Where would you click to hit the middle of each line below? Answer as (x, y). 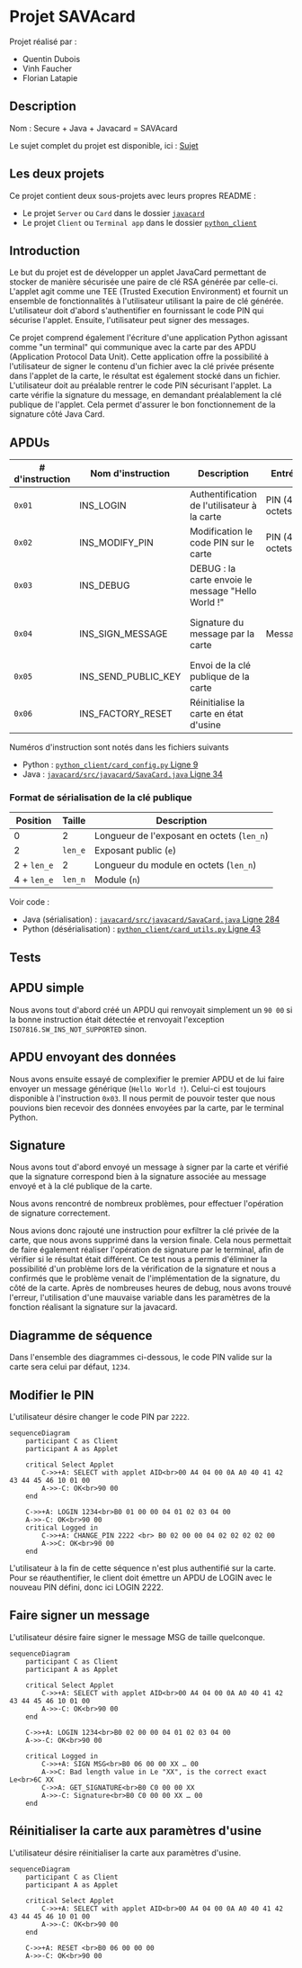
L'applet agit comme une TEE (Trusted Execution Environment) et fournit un (149, 292)
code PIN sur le (222, 543)
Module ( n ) (117, 880)
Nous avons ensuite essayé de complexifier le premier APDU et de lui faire (147, 1079)
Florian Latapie (50, 77)
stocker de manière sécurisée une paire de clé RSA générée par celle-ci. (144, 282)
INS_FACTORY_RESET (126, 714)
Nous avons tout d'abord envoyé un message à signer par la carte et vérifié (149, 1167)
